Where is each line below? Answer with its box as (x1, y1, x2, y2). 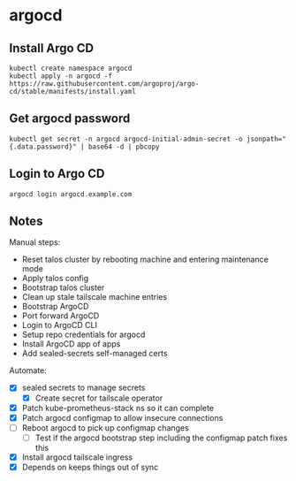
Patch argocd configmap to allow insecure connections (21, 412, 224, 423)
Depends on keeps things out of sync (21, 462, 159, 472)
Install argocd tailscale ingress (21, 452, 133, 462)
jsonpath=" (246, 134, 287, 143)
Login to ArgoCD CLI (21, 320, 97, 331)
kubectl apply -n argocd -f (9, 72, 113, 80)
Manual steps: (9, 237, 61, 248)
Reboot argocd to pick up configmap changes (21, 422, 190, 433)
